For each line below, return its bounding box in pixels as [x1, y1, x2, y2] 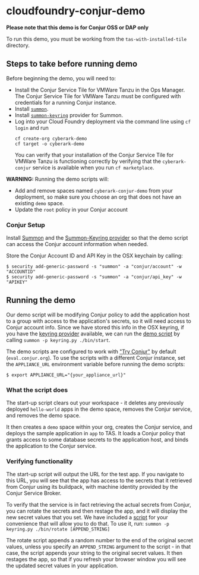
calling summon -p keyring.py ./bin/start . [6, 336, 111, 343]
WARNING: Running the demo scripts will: [6, 175, 109, 183]
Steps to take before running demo [6, 59, 138, 69]
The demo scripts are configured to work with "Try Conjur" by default [6, 348, 176, 355]
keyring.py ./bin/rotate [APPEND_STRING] [6, 526, 110, 533]
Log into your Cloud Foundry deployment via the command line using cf [14, 118, 191, 125]
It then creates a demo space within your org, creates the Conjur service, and [6, 423, 193, 431]
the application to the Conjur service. [6, 442, 97, 450]
